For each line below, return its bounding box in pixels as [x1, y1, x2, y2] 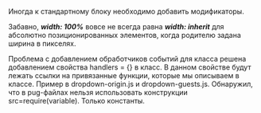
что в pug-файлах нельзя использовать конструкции [8, 88, 189, 97]
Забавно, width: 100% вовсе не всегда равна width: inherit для [8, 22, 224, 31]
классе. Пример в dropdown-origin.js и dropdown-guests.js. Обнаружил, [8, 79, 253, 89]
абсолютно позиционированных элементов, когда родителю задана [8, 31, 241, 40]
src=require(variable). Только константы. [8, 96, 146, 105]
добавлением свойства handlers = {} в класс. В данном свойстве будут [8, 62, 251, 72]
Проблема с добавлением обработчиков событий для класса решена [8, 55, 247, 63]
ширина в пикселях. [8, 39, 76, 48]
